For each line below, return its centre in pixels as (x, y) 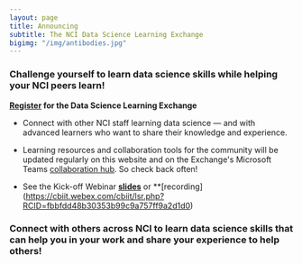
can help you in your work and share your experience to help (144, 240)
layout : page (34, 18)
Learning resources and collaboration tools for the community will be (151, 150)
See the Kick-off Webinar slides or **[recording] (112, 187)
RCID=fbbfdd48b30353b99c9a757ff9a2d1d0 (106, 205)
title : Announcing (44, 26)
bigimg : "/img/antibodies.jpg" (68, 43)
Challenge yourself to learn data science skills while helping (143, 75)
